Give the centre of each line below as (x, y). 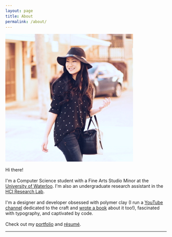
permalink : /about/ (26, 21)
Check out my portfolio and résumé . (43, 224)
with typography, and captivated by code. (49, 213)
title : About (19, 16)
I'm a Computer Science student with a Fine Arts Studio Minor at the (77, 181)
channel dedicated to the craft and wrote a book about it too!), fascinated (82, 208)
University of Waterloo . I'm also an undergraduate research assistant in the (84, 186)
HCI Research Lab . (25, 191)
